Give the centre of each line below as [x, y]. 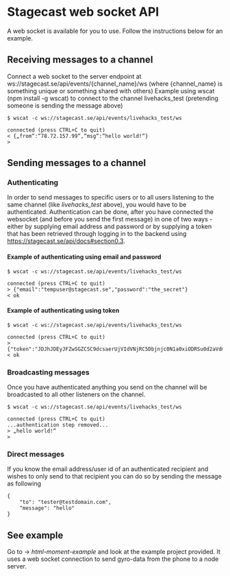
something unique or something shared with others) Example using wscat [111, 91]
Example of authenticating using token [63, 311]
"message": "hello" [47, 508]
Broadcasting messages [49, 372]
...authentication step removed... [58, 425]
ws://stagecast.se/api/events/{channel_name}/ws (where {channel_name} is [115, 84]
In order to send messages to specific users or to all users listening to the [111, 197]
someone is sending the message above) [65, 105]
